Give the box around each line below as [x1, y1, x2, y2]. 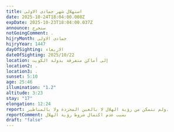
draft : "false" [6, 117, 43, 123]
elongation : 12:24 [6, 100, 51, 107]
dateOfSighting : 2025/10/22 [6, 52, 75, 58]
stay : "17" [6, 95, 33, 101]
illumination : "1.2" [6, 85, 57, 91]
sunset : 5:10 [6, 74, 38, 79]
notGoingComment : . [6, 30, 54, 36]
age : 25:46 [6, 79, 33, 85]
